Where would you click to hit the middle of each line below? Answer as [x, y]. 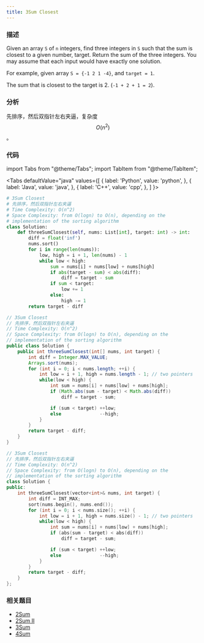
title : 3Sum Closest [33, 12]
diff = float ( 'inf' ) [55, 238]
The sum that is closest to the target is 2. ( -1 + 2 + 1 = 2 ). [81, 85]
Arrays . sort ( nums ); [53, 363]
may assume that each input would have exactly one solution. [84, 61]
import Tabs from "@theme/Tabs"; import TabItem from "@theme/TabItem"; [102, 169]
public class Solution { [38, 346]
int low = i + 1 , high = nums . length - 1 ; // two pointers [116, 374]
